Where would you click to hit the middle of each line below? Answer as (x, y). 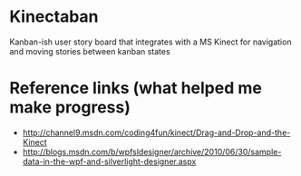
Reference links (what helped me (136, 88)
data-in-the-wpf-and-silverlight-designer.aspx (109, 161)
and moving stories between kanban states (90, 51)
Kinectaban (54, 17)
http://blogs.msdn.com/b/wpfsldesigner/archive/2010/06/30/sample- (152, 152)
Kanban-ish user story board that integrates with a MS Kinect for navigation (150, 42)
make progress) (70, 108)
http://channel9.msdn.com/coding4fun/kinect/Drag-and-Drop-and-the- (156, 132)
